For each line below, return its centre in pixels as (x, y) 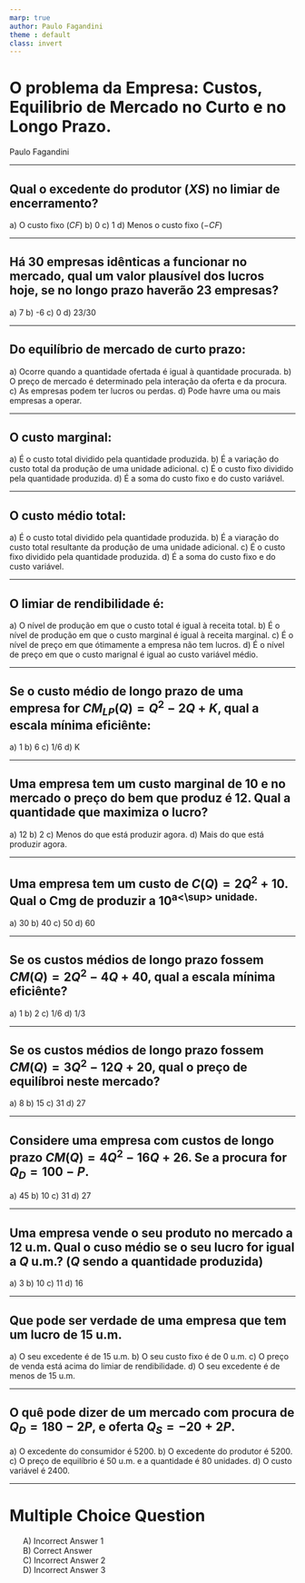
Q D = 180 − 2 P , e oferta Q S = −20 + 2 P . (123, 1428)
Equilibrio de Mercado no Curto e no (148, 108)
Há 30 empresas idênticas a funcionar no (128, 262)
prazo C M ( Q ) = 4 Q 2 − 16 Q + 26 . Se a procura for (148, 1156)
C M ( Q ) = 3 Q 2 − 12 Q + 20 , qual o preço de (128, 1065)
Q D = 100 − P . (49, 1173)
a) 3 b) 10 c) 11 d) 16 (46, 1283)
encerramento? (54, 203)
